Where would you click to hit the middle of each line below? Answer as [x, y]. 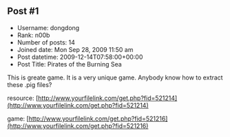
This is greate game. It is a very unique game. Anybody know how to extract [115, 77]
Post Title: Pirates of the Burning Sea [69, 64]
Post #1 [23, 11]
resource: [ [23, 98]
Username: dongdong [48, 27]
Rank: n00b [33, 35]
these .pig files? [30, 84]
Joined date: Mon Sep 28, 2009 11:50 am [75, 49]
